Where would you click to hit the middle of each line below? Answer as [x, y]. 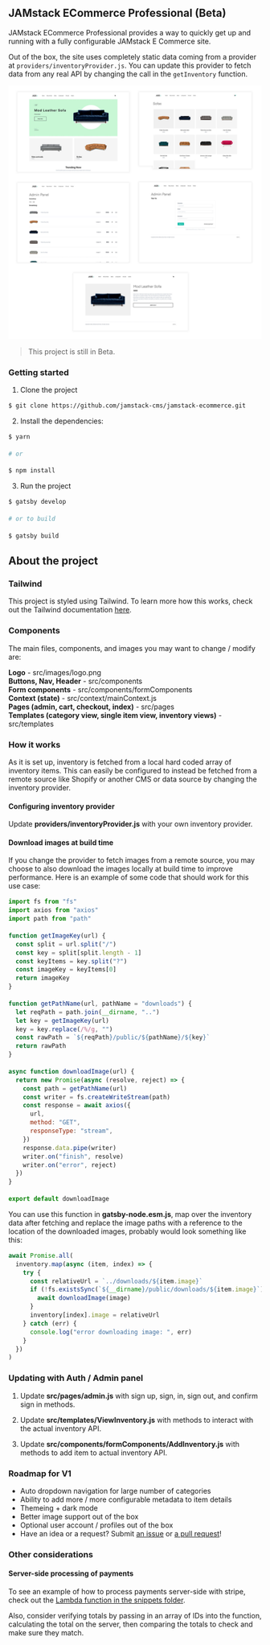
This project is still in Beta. [72, 351]
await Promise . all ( [41, 1255]
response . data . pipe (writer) [70, 1148]
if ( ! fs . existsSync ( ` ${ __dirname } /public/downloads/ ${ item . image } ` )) [148, 1290]
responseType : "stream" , [71, 1131]
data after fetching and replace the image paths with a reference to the [125, 1222]
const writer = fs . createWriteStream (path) [97, 1097]
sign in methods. [47, 1404]
